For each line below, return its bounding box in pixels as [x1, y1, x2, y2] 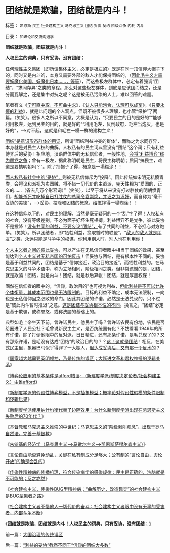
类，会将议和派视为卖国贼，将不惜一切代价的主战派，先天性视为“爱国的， [5, 180, 158, 187]
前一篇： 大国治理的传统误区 [5, 531, 63, 537]
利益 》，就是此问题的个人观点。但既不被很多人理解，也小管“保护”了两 [14, 108, 158, 114]
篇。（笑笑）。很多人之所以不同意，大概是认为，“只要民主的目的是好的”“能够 [5, 114, 162, 120]
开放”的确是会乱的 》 [5, 458, 48, 464]
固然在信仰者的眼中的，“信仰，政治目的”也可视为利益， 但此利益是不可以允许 [5, 283, 164, 289]
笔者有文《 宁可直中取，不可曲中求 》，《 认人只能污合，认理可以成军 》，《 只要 [5, 102, 160, 108]
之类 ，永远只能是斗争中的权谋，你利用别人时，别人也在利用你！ [12, 236, 145, 242]
